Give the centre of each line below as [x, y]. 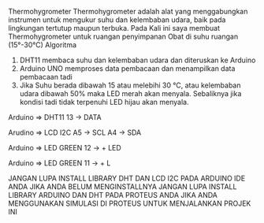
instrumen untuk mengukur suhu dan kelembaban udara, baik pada [117, 20]
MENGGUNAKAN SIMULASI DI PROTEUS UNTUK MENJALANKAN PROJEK [130, 203]
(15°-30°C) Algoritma [43, 45]
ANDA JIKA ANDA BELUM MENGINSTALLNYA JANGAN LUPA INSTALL [123, 187]
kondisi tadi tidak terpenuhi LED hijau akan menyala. [104, 102]
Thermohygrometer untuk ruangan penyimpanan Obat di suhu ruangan [123, 36]
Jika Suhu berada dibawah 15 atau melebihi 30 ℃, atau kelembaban [130, 85]
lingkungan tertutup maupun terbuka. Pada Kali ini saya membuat [114, 28]
